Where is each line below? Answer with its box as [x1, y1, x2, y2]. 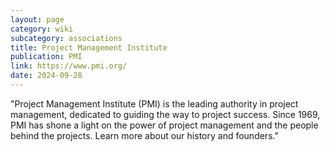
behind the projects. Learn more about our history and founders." [10, 129, 279, 141]
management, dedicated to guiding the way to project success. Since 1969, [10, 108, 321, 120]
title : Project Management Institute [10, 42, 168, 53]
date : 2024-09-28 [10, 71, 83, 81]
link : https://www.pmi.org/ [10, 61, 128, 71]
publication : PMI [10, 52, 83, 62]
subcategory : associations [10, 33, 123, 43]
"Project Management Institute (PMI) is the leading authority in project [10, 97, 299, 110]
